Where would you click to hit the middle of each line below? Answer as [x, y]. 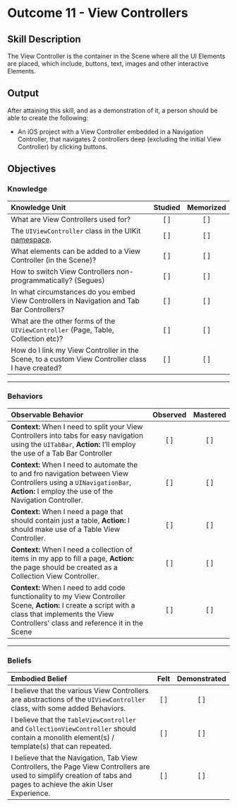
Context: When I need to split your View [77, 426]
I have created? [36, 368]
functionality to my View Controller [68, 596]
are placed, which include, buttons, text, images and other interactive [108, 64]
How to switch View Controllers [63, 272]
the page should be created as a [64, 567]
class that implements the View [62, 614]
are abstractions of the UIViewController [78, 699]
